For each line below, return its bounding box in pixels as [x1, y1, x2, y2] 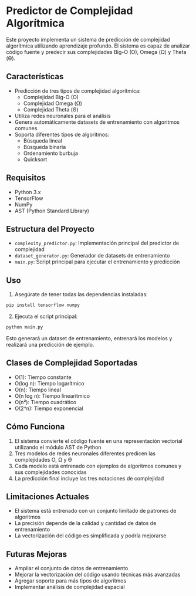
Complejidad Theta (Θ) [23, 106, 79, 113]
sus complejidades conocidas [14, 468, 87, 476]
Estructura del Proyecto [6, 224, 95, 234]
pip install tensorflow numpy [6, 302, 80, 309]
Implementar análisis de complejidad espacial [14, 584, 125, 591]
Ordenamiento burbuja [23, 150, 78, 157]
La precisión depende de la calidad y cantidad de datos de [14, 520, 157, 527]
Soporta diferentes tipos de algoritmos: [14, 131, 110, 138]
